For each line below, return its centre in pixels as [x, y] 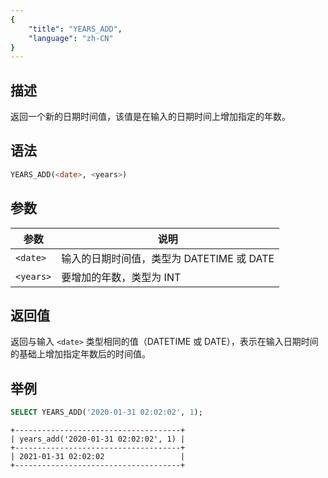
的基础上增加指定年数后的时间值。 [80, 354]
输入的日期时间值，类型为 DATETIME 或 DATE [168, 258]
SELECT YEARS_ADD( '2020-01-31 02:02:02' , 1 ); [106, 412]
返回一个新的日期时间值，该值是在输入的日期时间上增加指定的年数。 [150, 117]
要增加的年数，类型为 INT [121, 277]
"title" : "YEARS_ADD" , [75, 29]
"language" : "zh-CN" [71, 38]
